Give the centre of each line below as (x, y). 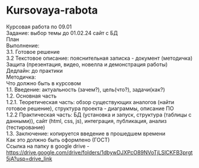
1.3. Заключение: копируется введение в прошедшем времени (86, 133)
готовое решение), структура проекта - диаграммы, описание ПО (90, 108)
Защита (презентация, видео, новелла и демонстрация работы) (87, 64)
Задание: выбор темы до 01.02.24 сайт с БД (62, 33)
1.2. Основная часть (31, 96)
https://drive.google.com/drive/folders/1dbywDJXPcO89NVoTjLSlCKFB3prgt (99, 152)
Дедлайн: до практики (35, 70)
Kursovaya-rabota (52, 10)
